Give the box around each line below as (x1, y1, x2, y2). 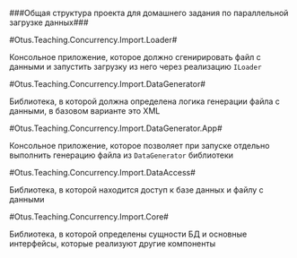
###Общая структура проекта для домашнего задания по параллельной (9, 8, 289, 18)
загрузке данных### (9, 17, 89, 28)
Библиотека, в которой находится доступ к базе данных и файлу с (9, 185, 265, 195)
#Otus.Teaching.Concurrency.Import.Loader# (9, 35, 178, 45)
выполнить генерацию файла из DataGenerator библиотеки (9, 150, 234, 160)
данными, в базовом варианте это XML (9, 106, 161, 116)
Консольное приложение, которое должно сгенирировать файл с (9, 52, 262, 62)
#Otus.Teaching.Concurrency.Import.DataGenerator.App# (9, 123, 223, 133)
